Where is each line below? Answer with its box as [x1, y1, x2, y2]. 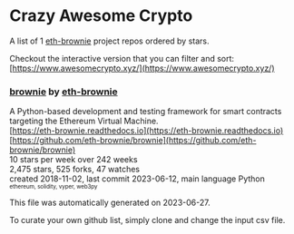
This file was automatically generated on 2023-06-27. [9, 197, 211, 209]
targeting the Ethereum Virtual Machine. [9, 115, 159, 127]
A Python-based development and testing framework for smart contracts [9, 106, 282, 117]
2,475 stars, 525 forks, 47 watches [9, 164, 141, 175]
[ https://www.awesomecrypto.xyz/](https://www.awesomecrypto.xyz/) [9, 63, 275, 73]
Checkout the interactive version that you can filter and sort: [9, 53, 234, 63]
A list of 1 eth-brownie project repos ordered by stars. [9, 35, 211, 46]
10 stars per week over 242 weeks [9, 154, 138, 165]
